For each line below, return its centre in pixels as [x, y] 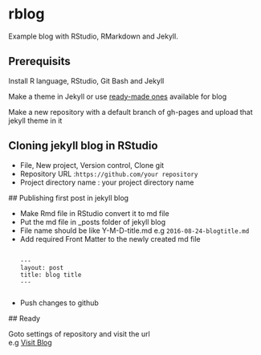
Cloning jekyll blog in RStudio [83, 146]
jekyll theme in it [35, 120]
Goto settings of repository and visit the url [79, 334]
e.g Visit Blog [30, 343]
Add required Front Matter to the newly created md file [110, 239]
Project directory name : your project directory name [107, 182]
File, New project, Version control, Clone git [92, 165]
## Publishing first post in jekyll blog [69, 198]
